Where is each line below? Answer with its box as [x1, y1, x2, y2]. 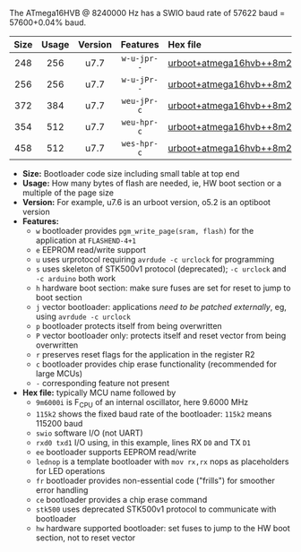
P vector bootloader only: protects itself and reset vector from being [35, 331, 287, 341]
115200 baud [35, 418, 83, 428]
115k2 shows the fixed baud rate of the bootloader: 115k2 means [35, 408, 272, 419]
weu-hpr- [121, 117, 159, 127]
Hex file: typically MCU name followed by [21, 387, 176, 398]
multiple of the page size [21, 187, 115, 198]
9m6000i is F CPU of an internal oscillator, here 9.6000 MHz [35, 397, 249, 410]
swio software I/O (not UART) [35, 427, 143, 438]
